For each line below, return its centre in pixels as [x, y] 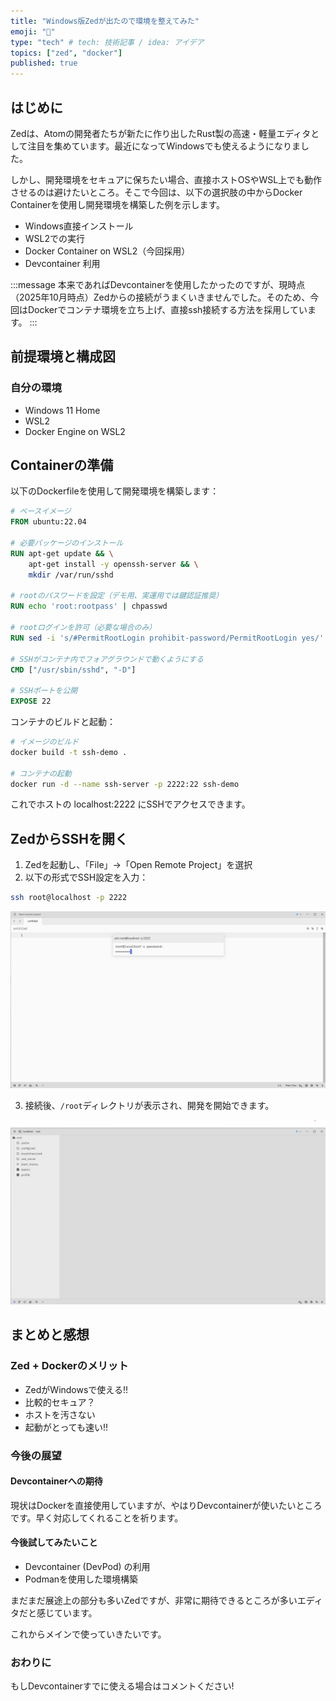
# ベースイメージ [41, 511]
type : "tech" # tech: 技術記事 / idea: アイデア [107, 42]
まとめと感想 [50, 1335]
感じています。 [67, 1612]
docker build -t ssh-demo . [69, 752]
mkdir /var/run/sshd [71, 575]
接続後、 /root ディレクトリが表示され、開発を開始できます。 [149, 1105]
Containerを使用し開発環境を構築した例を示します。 [118, 204]
